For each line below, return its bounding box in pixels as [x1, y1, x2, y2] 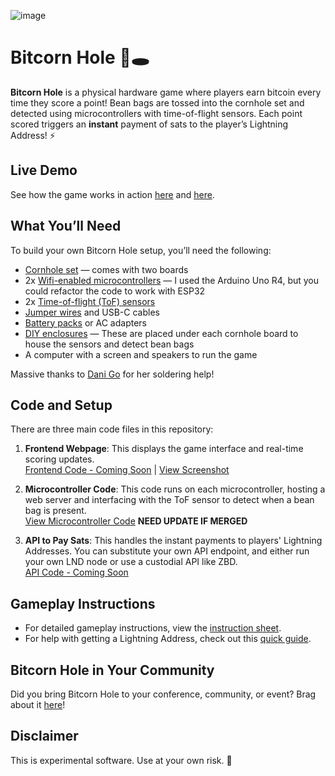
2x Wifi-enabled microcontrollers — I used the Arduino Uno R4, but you [24, 274, 320, 286]
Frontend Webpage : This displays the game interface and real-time [24, 443, 304, 455]
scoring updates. [24, 453, 95, 465]
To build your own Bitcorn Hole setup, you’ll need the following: [10, 244, 272, 256]
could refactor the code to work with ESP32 [24, 285, 206, 297]
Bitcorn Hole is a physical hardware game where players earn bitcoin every [10, 86, 322, 98]
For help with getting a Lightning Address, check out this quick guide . [24, 633, 312, 645]
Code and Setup [10, 396, 113, 414]
